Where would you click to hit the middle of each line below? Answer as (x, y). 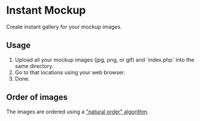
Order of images (37, 98)
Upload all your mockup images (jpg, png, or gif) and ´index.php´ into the (104, 59)
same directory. (34, 66)
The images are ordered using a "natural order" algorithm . (78, 112)
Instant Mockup (46, 10)
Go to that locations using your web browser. (70, 72)
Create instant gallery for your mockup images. (64, 27)
